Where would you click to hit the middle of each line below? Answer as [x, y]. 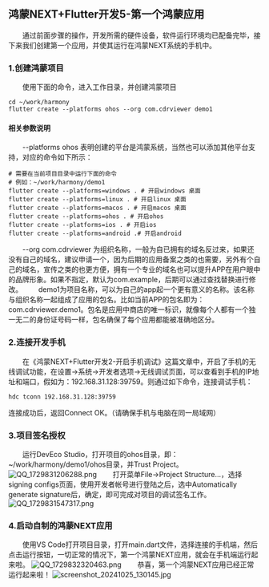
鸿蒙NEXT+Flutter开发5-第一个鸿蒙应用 [106, 14]
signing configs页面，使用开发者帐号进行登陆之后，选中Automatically [123, 484]
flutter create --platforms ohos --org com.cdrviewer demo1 [111, 109]
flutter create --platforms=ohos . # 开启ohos [86, 217]
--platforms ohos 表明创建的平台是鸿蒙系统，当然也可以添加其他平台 [136, 148]
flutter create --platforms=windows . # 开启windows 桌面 [105, 191]
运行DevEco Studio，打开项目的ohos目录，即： [100, 454]
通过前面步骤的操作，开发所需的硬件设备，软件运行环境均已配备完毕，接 [142, 35]
